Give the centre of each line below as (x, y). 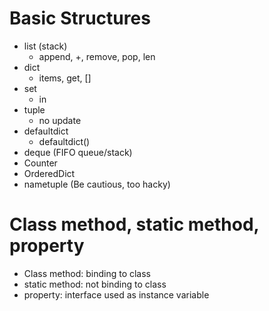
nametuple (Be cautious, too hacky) (97, 184)
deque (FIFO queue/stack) (78, 152)
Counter (40, 163)
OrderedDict (49, 173)
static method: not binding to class (95, 284)
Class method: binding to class (87, 273)
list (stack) (45, 46)
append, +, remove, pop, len (97, 56)
